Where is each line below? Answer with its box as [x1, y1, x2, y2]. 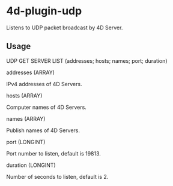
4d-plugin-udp [6, 4, 82, 18]
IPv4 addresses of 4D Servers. [6, 80, 82, 87]
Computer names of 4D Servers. [6, 103, 87, 111]
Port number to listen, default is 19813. [6, 150, 101, 157]
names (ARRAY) [6, 115, 46, 122]
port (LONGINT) [6, 138, 46, 145]
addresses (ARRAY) [6, 69, 55, 76]
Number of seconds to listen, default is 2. [6, 173, 109, 180]
